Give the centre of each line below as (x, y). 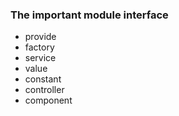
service (40, 58)
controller (44, 90)
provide (40, 37)
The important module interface (89, 15)
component (48, 100)
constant (43, 79)
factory (39, 47)
